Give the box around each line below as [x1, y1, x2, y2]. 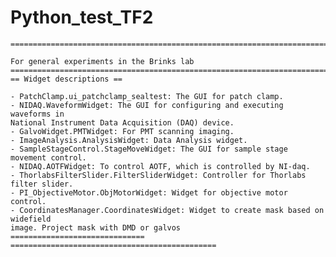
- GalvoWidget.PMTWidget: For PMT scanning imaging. [10, 126, 235, 136]
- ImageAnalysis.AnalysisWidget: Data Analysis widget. [10, 135, 248, 145]
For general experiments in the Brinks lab [10, 56, 195, 66]
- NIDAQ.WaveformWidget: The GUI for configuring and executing [10, 100, 284, 110]
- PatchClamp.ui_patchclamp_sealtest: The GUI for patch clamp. [10, 91, 284, 101]
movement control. [10, 152, 87, 163]
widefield [10, 214, 52, 224]
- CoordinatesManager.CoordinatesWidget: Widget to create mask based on [10, 205, 325, 215]
